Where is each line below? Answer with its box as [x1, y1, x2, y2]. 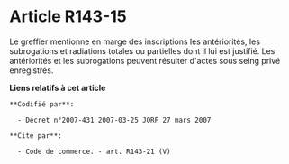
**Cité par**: [9, 131, 63, 141]
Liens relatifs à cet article [9, 82, 106, 93]
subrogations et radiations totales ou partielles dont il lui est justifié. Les [9, 45, 275, 56]
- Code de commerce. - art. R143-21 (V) [17, 147, 171, 156]
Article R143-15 [9, 6, 128, 27]
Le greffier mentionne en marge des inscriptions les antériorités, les [9, 36, 261, 47]
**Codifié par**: [9, 99, 75, 109]
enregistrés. [9, 65, 54, 76]
